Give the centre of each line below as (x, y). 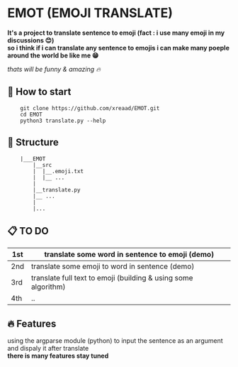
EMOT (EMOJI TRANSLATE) (90, 13)
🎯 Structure (33, 142)
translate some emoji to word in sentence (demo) (113, 266)
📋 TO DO (28, 231)
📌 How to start (39, 92)
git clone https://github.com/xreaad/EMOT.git (90, 108)
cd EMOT (31, 114)
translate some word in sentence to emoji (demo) (129, 255)
